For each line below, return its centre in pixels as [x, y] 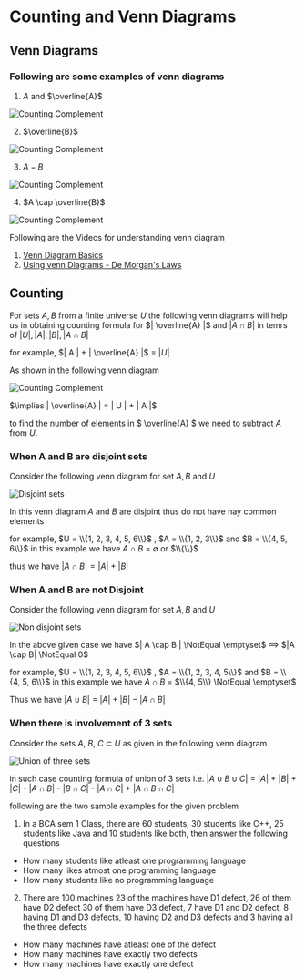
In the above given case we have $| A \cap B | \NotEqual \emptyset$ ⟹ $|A [152, 645]
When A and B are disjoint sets [78, 456]
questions [41, 843]
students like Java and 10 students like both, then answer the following [155, 833]
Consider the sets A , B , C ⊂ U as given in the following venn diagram [138, 743]
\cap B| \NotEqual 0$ [49, 654]
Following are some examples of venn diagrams [117, 77]
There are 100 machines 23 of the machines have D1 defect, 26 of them [157, 897]
